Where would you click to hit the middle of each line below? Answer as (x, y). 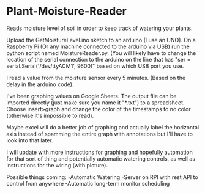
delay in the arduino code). (40, 84)
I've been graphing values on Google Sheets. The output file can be (91, 96)
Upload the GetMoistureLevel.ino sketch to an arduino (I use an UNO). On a (101, 40)
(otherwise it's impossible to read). (50, 115)
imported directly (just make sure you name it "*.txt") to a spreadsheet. (95, 103)
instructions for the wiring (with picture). (57, 165)
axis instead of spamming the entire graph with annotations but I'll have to (100, 134)
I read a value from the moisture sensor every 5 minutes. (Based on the (96, 78)
